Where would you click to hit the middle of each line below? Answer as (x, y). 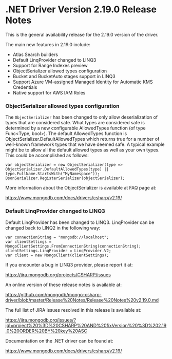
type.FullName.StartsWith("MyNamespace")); (53, 174)
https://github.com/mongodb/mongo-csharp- (53, 294)
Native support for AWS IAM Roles (49, 92)
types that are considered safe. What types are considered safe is (75, 123)
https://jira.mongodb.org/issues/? (41, 320)
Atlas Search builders (35, 54)
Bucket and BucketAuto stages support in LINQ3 (64, 76)
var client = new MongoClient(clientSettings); (57, 255)
